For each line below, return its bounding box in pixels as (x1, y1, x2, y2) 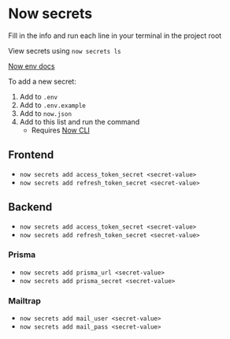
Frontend (8, 148, 54, 162)
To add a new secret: (8, 76, 76, 86)
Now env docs (8, 61, 55, 71)
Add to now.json (19, 108, 72, 118)
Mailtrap (8, 295, 42, 306)
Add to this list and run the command (19, 117, 140, 126)
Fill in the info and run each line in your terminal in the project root (8, 31, 222, 40)
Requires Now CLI (31, 125, 91, 135)
